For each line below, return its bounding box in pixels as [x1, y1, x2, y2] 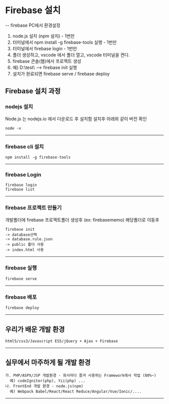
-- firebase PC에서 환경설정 [5, 22, 61, 28]
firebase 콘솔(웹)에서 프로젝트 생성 [12, 58, 81, 64]
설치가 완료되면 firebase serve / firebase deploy [12, 71, 110, 77]
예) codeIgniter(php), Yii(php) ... [10, 378, 86, 383]
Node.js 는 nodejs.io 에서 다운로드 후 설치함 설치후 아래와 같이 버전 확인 [5, 115, 147, 121]
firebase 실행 [5, 264, 37, 272]
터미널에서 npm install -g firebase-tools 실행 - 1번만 [12, 39, 117, 45]
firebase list [5, 187, 35, 192]
